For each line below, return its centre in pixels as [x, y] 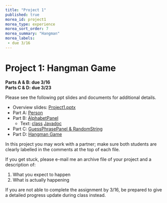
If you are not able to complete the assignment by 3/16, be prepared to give [84, 190]
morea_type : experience [30, 24]
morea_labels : [20, 39]
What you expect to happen [41, 174]
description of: [20, 164]
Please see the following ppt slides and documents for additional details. [81, 97]
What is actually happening [41, 180]
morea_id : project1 [26, 19]
